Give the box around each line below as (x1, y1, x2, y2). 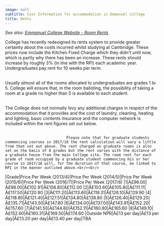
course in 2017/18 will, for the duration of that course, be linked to (5, 161, 156, 166)
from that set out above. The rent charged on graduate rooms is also (5, 144, 152, 149)
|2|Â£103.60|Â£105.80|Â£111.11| (82, 184, 146, 190)
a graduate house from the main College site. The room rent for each (5, 152, 152, 157)
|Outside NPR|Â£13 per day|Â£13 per (84, 210, 160, 216)
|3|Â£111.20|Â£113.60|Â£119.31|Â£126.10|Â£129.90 (43, 190, 145, 196)
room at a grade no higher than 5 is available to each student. (5, 90, 129, 96)
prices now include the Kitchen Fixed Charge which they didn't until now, (5, 50, 152, 55)
